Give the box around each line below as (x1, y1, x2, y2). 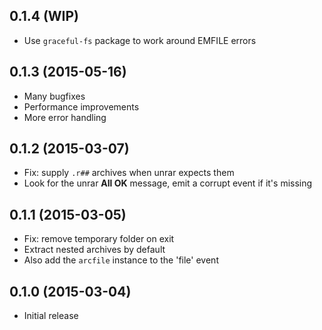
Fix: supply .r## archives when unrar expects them (23, 167, 235, 179)
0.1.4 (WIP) (9, 8, 80, 25)
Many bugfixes (23, 90, 86, 102)
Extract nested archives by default (23, 244, 166, 256)
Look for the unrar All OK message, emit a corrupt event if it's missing (23, 177, 313, 189)
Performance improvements (23, 100, 140, 113)
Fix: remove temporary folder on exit (23, 233, 175, 245)
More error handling (23, 111, 107, 123)
